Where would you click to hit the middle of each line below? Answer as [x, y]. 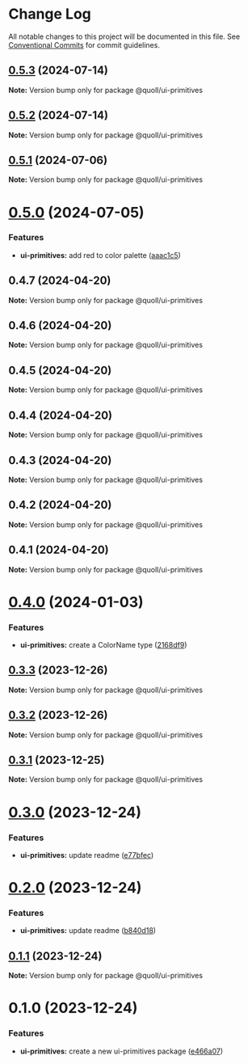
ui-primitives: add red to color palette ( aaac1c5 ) [101, 255]
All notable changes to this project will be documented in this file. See [124, 36]
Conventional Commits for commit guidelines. [84, 44]
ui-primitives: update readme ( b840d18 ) [88, 931]
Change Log [50, 14]
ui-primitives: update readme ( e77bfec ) [87, 855]
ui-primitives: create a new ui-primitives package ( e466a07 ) [122, 1051]
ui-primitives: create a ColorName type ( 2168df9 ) [103, 645]
